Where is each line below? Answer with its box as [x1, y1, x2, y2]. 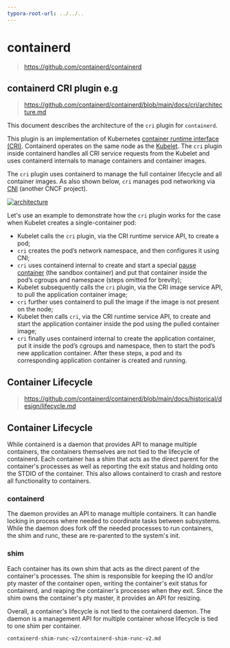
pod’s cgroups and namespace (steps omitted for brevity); [16, 276, 182, 284]
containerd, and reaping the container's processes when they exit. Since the [7, 586, 223, 594]
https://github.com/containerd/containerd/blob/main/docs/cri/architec [23, 101, 223, 109]
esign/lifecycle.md [23, 402, 77, 410]
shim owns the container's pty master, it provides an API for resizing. [7, 594, 202, 602]
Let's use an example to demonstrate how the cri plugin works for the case [7, 211, 221, 220]
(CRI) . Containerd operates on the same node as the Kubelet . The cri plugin [7, 142, 222, 150]
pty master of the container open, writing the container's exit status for [7, 579, 208, 587]
